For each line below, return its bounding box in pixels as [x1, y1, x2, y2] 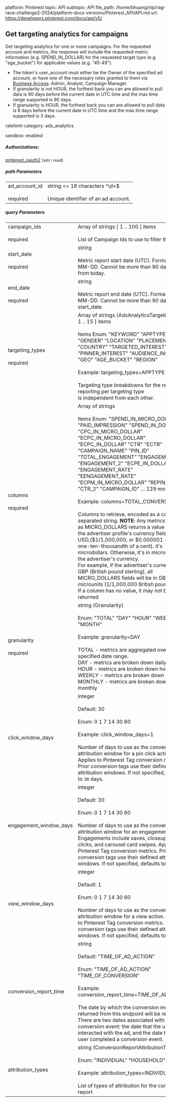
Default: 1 [77, 881, 102, 888]
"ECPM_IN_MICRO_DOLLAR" [77, 478, 147, 486]
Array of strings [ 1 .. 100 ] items [77, 223, 156, 230]
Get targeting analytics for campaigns [5, 30, 128, 39]
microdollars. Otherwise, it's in [77, 549, 151, 556]
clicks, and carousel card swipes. [77, 841, 157, 848]
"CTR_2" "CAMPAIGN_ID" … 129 [77, 485, 157, 492]
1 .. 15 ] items [77, 318, 111, 325]
